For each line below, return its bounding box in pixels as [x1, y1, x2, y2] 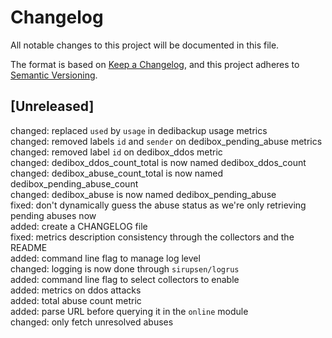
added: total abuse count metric [10, 294, 142, 306]
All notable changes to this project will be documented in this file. [10, 39, 280, 51]
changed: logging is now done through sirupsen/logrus [10, 262, 240, 275]
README [10, 241, 48, 253]
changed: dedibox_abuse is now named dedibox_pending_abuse [10, 188, 277, 200]
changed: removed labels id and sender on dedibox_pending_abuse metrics [10, 135, 323, 147]
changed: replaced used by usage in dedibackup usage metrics [10, 124, 268, 136]
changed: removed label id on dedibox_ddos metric [10, 146, 223, 158]
